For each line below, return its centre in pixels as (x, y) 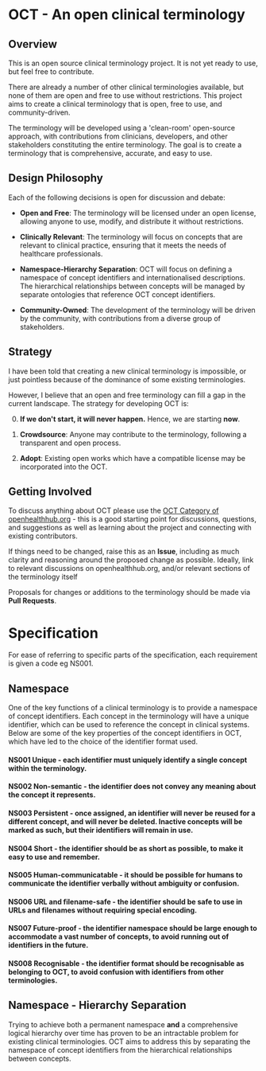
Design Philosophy (56, 178)
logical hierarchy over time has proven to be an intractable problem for (123, 1033)
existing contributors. (43, 536)
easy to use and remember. (54, 857)
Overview (33, 44)
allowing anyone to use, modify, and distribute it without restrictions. (131, 221)
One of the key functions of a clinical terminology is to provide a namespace (133, 708)
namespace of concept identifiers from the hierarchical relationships (120, 1050)
